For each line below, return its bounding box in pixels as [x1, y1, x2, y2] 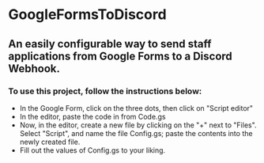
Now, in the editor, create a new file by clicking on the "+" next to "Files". [19, 120, 257, 130]
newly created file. [19, 137, 81, 146]
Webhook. [8, 62, 61, 75]
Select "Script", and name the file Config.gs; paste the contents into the [19, 128, 253, 138]
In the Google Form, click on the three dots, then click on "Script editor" [19, 103, 254, 112]
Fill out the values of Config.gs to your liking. [19, 145, 166, 155]
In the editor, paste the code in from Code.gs [19, 112, 166, 121]
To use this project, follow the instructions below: [8, 85, 202, 97]
